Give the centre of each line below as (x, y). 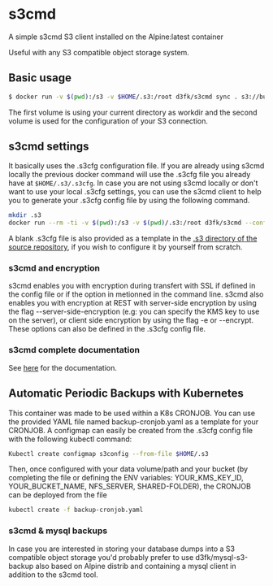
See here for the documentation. (63, 367)
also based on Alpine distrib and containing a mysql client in (136, 566)
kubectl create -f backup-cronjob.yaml (76, 510)
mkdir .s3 (25, 215)
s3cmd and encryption (54, 268)
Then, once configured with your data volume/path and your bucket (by (128, 469)
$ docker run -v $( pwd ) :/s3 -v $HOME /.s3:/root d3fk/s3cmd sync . (123, 97)
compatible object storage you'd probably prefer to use (101, 557)
